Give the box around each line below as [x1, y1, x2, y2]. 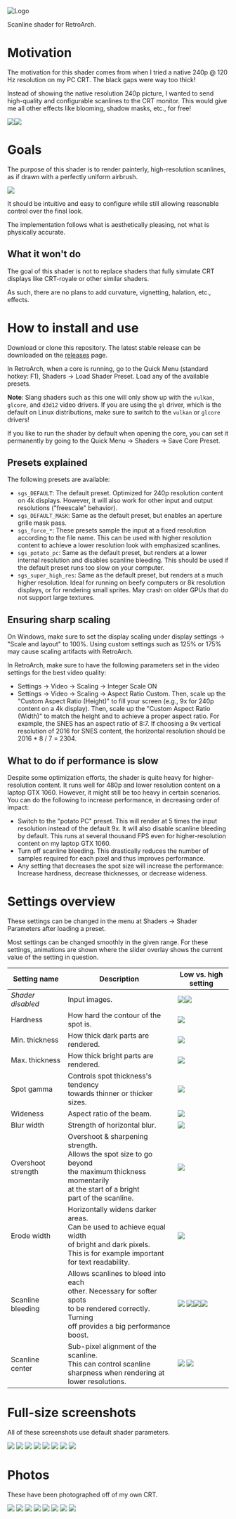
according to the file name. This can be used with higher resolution [17, 534, 212, 542]
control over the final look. [7, 207, 83, 215]
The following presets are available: [7, 475, 110, 484]
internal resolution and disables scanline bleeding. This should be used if [17, 556, 229, 565]
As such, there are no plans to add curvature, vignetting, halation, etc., [7, 288, 211, 296]
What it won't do [7, 248, 81, 260]
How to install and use [7, 320, 139, 336]
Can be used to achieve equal [67, 1223, 166, 1232]
